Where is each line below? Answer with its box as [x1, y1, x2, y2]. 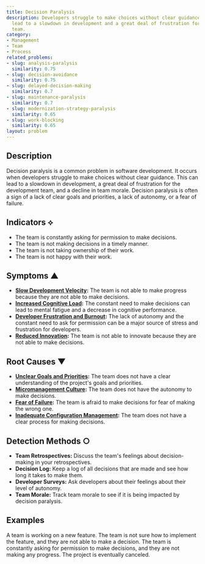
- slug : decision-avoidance [6, 71, 78, 78]
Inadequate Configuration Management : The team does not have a [15, 412, 187, 419]
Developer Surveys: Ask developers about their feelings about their [15, 478, 186, 486]
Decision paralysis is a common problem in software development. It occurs [6, 167, 197, 174]
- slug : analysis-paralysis [6, 60, 78, 66]
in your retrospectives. [35, 459, 92, 466]
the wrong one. [15, 405, 54, 412]
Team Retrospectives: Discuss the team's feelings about [15, 452, 159, 460]
